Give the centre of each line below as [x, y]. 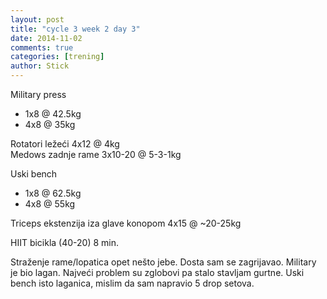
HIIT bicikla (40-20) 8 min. [65, 242]
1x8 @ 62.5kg [53, 193]
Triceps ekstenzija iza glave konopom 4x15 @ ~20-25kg [126, 223]
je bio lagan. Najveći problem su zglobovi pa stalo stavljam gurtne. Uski [157, 272]
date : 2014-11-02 [46, 38]
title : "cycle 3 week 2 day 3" [75, 29]
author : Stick [40, 66]
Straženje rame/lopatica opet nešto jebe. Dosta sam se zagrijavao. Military [163, 262]
